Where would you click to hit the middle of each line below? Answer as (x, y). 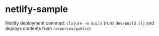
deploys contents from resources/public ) (48, 28)
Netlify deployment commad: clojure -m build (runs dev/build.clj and (80, 23)
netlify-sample (37, 9)
